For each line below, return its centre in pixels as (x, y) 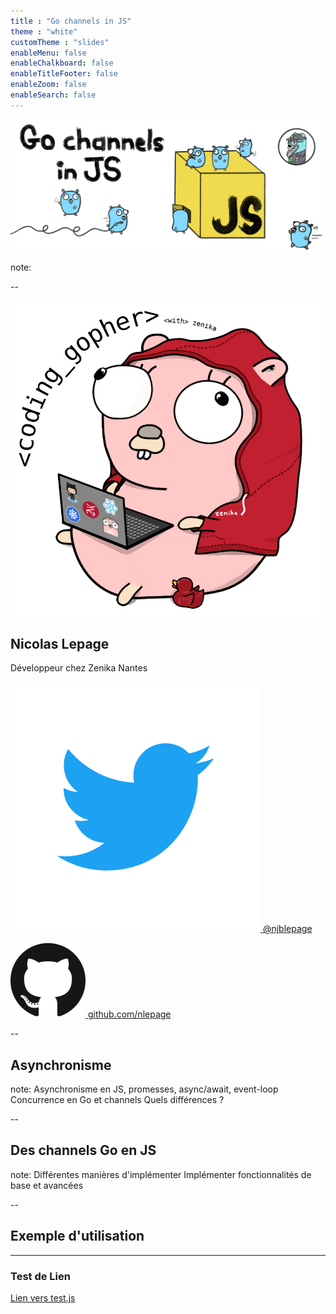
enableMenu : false (48, 53)
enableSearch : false (53, 95)
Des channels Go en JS (83, 1150)
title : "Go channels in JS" (71, 21)
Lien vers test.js (43, 1297)
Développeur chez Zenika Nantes (79, 668)
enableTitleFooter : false (64, 74)
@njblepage (287, 929)
